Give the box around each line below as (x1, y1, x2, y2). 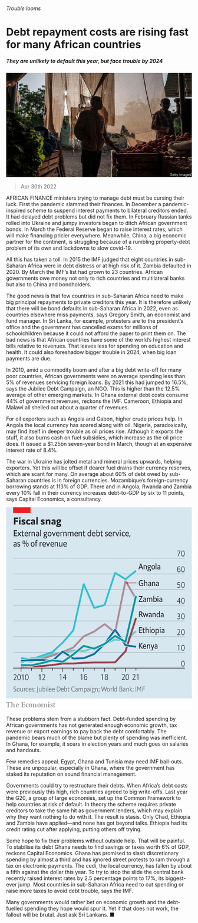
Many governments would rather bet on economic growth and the (6, 899, 166, 905)
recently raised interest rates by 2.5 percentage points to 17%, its (6, 875, 164, 882)
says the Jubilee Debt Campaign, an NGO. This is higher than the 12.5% (6, 385, 180, 392)
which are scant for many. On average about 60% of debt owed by (6, 471, 168, 478)
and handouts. (6, 747, 41, 753)
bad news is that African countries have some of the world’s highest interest (6, 336, 191, 343)
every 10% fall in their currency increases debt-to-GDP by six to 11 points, (6, 489, 185, 497)
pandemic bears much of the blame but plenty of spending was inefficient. (6, 734, 187, 741)
